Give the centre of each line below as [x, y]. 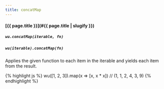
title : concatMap [23, 10]
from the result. [21, 66]
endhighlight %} [22, 81]
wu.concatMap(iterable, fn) [34, 36]
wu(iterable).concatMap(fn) [34, 48]
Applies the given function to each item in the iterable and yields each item [82, 60]
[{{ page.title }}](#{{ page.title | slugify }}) [50, 26]
